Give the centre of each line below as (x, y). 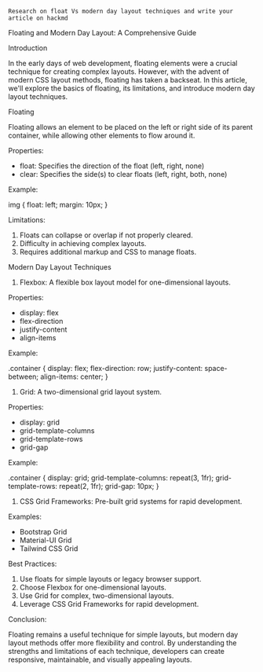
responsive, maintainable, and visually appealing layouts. (100, 659)
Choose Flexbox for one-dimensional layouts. (93, 587)
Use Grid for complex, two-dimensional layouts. (97, 596)
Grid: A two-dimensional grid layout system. (91, 392)
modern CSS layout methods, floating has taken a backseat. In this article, (128, 80)
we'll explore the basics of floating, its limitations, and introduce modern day (131, 88)
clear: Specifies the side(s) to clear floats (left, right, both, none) (123, 174)
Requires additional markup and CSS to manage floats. (108, 252)
